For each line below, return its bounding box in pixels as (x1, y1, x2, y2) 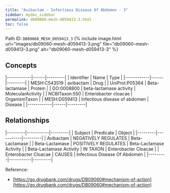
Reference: (5, 166, 28, 173)
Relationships (5, 116, 50, 125)
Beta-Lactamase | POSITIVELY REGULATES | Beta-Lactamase (35, 140, 164, 146)
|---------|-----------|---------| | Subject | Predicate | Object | (5, 130, 135, 136)
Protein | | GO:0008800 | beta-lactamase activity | (30, 85, 136, 91)
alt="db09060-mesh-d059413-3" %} (41, 46, 119, 52)
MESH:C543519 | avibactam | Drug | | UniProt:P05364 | (30, 80, 146, 86)
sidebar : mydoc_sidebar (5, 12, 56, 17)
